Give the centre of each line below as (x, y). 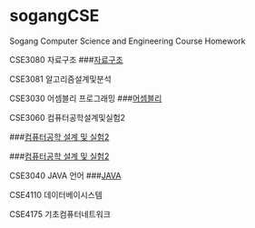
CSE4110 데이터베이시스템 (56, 194)
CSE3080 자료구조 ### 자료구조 (67, 59)
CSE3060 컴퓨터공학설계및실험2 (67, 117)
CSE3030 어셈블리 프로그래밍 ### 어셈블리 (86, 98)
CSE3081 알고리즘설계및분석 (60, 79)
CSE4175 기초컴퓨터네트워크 (60, 213)
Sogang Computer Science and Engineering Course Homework (127, 41)
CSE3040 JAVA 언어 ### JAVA (65, 175)
